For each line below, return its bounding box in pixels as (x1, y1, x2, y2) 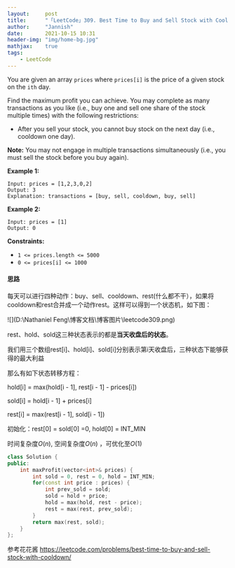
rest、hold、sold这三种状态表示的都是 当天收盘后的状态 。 (7, 330, 173, 339)
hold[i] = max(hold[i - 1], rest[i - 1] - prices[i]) (7, 383, 137, 391)
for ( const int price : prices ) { (32, 480, 130, 487)
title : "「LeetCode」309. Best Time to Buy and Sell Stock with (7, 17, 213, 24)
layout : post (7, 10, 58, 18)
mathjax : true (7, 43, 58, 50)
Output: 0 (7, 224, 36, 231)
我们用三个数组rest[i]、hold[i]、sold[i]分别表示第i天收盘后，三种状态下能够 (7, 345, 222, 353)
